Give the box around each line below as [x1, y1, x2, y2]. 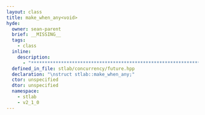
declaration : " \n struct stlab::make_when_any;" [12, 71, 135, 77]
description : [17, 54, 51, 60]
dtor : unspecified [12, 83, 59, 89]
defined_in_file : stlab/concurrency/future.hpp [12, 65, 135, 72]
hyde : [6, 20, 20, 26]
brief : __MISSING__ [12, 32, 62, 38]
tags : [12, 37, 26, 43]
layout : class [6, 9, 43, 15]
